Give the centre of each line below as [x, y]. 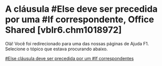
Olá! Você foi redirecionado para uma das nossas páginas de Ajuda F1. [77, 43]
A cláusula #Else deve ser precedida [81, 9]
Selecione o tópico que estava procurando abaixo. [56, 49]
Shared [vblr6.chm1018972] [64, 30]
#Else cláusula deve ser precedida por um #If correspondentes [69, 58]
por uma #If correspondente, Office [80, 19]
